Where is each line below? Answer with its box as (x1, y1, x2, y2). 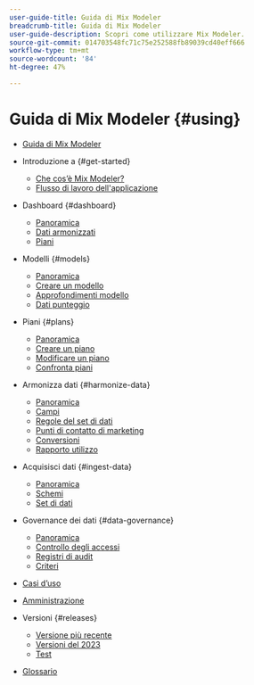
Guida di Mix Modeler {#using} (9, 109, 242, 129)
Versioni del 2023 (35, 639, 101, 649)
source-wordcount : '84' (9, 54, 98, 63)
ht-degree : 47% (9, 63, 66, 72)
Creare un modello (35, 280, 104, 291)
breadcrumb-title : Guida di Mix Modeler (9, 21, 162, 30)
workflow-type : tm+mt (9, 46, 90, 55)
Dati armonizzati (35, 227, 96, 237)
